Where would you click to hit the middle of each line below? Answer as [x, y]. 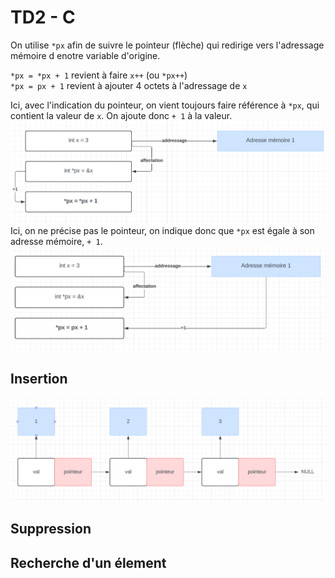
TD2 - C [43, 17]
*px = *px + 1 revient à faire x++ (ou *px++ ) [99, 75]
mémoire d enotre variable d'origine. [85, 55]
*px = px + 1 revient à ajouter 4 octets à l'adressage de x [129, 85]
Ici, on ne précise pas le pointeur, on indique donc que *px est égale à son [162, 230]
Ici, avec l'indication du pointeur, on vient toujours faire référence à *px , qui [165, 105]
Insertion [39, 379]
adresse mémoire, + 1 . [56, 241]
